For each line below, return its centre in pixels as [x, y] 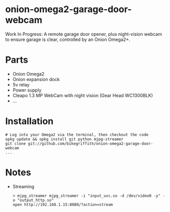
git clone [16, 143]
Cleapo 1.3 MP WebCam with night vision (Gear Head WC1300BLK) [83, 95]
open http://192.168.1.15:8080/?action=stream [63, 204]
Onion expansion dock [36, 79]
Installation [29, 121]
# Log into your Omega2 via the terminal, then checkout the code [77, 135]
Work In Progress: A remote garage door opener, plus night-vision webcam [84, 34]
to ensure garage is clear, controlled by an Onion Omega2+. [68, 39]
